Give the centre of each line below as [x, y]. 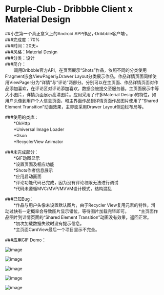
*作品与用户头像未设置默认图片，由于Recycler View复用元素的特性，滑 [84, 205]
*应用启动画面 [28, 176]
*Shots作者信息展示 [33, 170]
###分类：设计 [20, 58]
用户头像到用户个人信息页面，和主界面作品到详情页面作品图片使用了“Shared [82, 101]
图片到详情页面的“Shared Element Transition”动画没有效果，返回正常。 [80, 217]
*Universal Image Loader [39, 129]
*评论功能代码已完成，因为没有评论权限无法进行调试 [66, 182]
